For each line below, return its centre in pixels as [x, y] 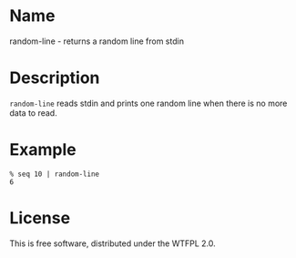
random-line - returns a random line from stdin [97, 41]
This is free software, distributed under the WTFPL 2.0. [112, 243]
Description [55, 78]
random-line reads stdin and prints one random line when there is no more [148, 103]
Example [43, 150]
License [40, 218]
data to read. [33, 113]
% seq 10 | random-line [55, 174]
